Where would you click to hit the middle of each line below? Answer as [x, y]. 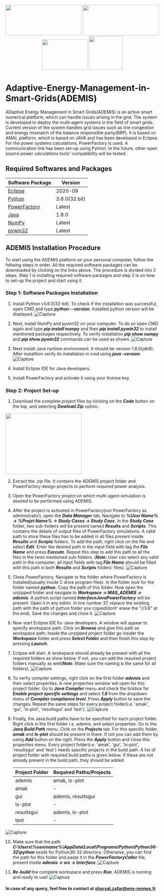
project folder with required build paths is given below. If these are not [83, 755]
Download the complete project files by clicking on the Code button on [83, 401]
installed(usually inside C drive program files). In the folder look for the [83, 582]
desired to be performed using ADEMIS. [53, 501]
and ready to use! [30, 877]
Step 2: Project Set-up [32, 390]
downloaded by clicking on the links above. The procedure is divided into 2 [81, 270]
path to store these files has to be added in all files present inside [78, 536]
